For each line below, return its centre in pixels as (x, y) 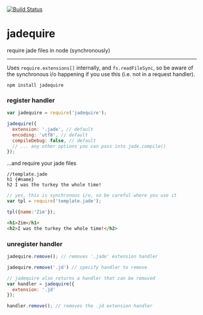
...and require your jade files (42, 164)
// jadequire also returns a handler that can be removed (81, 278)
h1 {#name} (20, 180)
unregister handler (35, 244)
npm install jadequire (35, 85)
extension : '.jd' (34, 290)
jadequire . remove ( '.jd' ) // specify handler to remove (77, 267)
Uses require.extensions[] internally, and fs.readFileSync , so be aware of (100, 68)
